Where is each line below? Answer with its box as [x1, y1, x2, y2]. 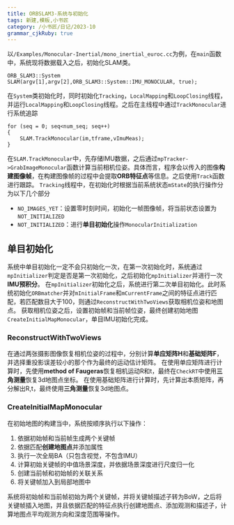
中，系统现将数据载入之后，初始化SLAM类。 [7, 59, 134, 67]
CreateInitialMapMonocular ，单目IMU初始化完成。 [7, 315, 152, 323]
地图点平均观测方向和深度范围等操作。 [13, 510, 123, 518]
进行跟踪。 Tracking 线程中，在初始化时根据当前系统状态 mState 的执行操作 [7, 181, 218, 189]
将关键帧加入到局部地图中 [17, 478, 91, 486]
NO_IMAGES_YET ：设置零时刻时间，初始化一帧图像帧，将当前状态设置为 [17, 204, 217, 213]
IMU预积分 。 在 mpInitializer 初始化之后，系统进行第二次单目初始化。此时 [7, 280, 221, 288]
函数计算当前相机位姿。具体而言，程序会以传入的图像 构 [66, 163, 226, 172]
